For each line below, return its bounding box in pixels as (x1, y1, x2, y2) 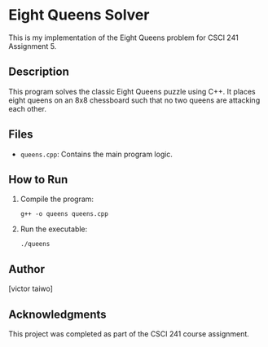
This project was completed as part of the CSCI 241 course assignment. (8, 329, 250, 339)
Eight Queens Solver (8, 6, 150, 24)
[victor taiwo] (8, 283, 53, 294)
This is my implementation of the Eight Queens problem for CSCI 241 (8, 33, 239, 42)
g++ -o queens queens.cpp (20, 210, 108, 218)
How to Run (8, 173, 68, 187)
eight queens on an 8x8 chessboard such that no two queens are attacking (8, 95, 261, 105)
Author (8, 262, 45, 276)
